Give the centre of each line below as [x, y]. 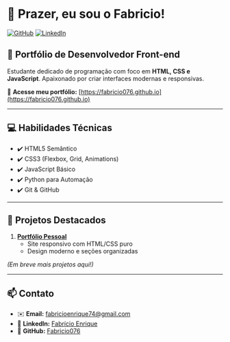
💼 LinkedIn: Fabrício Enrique [57, 324]
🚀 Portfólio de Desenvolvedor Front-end [93, 55]
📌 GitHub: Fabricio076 [49, 331]
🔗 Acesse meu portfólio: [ [44, 91]
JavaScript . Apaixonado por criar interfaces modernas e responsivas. [105, 78]
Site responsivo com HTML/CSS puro [80, 244]
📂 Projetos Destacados [56, 220]
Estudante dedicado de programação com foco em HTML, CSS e [99, 71]
